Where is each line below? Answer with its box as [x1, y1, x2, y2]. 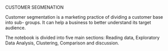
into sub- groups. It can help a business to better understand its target [5, 20, 151, 25]
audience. [5, 25, 26, 31]
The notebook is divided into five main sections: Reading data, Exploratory [5, 35, 160, 40]
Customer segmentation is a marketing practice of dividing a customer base [5, 14, 163, 20]
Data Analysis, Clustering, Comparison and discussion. [5, 40, 120, 46]
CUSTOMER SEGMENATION [5, 5, 64, 10]
